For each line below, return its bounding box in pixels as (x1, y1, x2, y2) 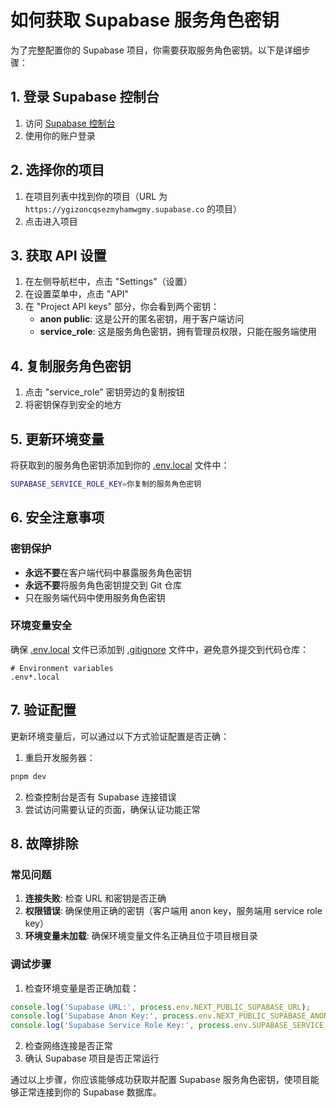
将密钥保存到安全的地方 (24, 399, 122, 411)
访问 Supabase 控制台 (24, 117, 116, 129)
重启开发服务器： (24, 751, 96, 763)
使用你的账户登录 (24, 129, 96, 141)
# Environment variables (10, 663, 114, 673)
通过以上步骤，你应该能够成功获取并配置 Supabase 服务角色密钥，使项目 (10, 1074, 311, 1086)
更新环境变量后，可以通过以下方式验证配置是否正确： (10, 730, 230, 742)
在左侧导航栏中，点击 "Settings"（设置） (24, 276, 193, 288)
